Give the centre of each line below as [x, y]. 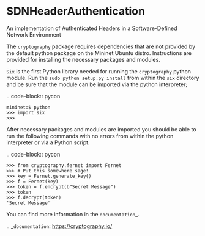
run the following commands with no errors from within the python [90, 136]
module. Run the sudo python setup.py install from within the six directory [103, 78]
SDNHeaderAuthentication [76, 11]
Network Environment [34, 34]
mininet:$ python [28, 107]
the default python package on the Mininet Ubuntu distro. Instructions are [99, 53]
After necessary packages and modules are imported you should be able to [102, 129]
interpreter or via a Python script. [48, 142]
